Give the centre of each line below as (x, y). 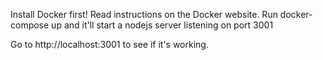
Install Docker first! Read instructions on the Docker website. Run (144, 14)
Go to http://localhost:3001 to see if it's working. (109, 44)
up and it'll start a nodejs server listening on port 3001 (162, 25)
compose (30, 25)
